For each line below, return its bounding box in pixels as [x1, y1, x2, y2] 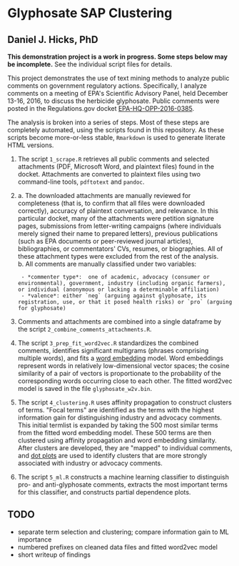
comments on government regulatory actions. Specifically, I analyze [7, 81, 207, 90]
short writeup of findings [17, 550, 91, 559]
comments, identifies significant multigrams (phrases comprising [17, 347, 209, 354]
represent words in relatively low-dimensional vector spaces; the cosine [17, 362, 230, 369]
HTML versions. [7, 141, 54, 149]
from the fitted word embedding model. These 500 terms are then [17, 429, 212, 437]
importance [17, 535, 52, 544]
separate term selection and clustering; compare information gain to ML [17, 527, 230, 536]
